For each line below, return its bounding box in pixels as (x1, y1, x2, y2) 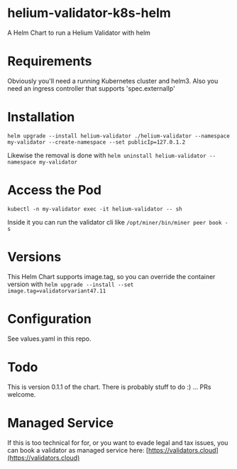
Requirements (7, 53, 92, 69)
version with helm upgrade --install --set (7, 280, 134, 288)
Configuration (7, 310, 92, 327)
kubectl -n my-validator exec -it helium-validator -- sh (7, 205, 182, 213)
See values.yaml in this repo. (7, 334, 92, 343)
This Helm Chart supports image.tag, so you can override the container (7, 272, 216, 281)
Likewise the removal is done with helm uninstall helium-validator (7, 151, 207, 159)
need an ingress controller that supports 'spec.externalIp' (7, 84, 175, 93)
